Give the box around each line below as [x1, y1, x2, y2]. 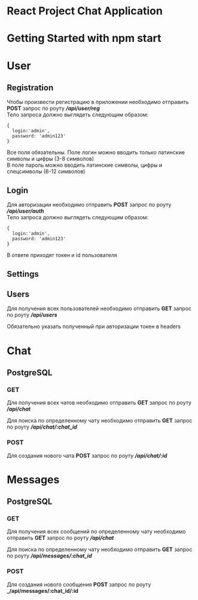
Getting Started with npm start [7, 32, 162, 45]
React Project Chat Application [7, 4, 163, 18]
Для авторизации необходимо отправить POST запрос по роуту [7, 201, 172, 209]
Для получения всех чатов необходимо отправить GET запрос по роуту [7, 399, 192, 406]
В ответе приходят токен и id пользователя [7, 252, 117, 259]
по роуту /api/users [7, 311, 57, 319]
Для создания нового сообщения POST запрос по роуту [7, 581, 151, 588]
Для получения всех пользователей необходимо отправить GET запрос [7, 305, 192, 312]
